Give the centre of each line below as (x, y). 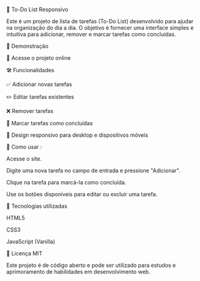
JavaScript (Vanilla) (31, 242)
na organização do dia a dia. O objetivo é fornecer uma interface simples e (100, 28)
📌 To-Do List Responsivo (37, 9)
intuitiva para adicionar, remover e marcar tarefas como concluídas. (91, 34)
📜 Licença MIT (24, 253)
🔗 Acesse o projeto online (39, 58)
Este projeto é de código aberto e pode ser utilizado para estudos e (91, 265)
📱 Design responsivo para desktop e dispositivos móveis (77, 135)
